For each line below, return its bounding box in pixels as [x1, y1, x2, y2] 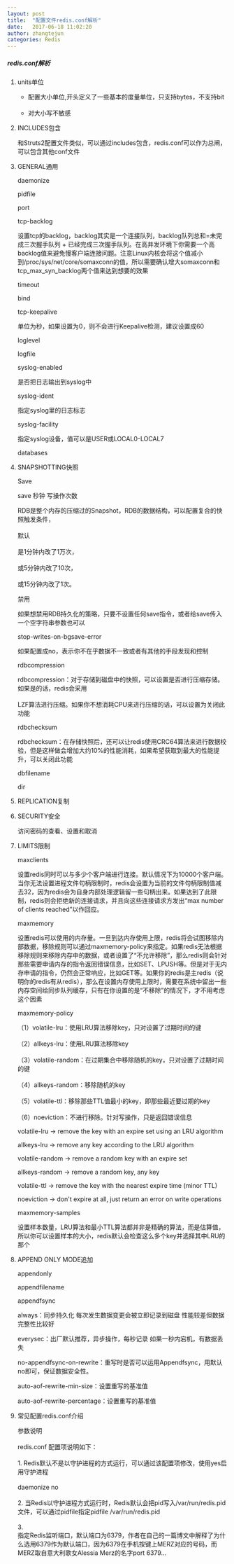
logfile [17, 350, 36, 358]
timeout [17, 281, 40, 289]
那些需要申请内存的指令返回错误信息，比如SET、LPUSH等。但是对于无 [17, 960, 221, 969]
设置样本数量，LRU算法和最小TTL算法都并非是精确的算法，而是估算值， [17, 1223, 225, 1231]
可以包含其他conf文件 [17, 148, 80, 156]
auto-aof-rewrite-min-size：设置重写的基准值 [17, 1382, 148, 1390]
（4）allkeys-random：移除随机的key [17, 1081, 126, 1089]
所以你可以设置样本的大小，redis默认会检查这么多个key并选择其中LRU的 [17, 1232, 226, 1240]
